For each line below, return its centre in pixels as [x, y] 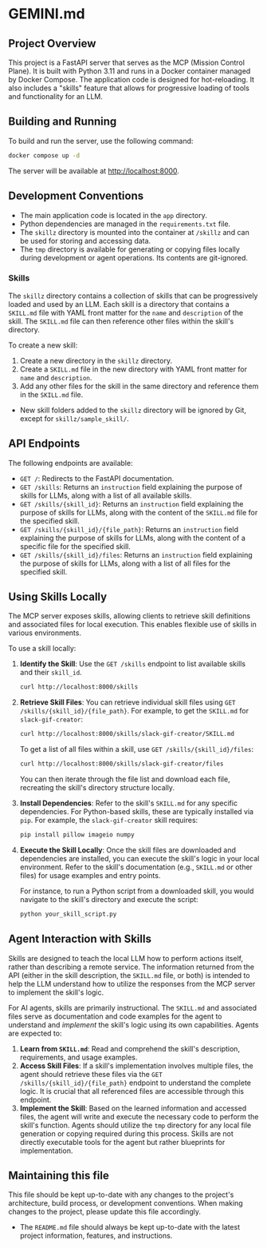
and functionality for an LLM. [56, 96]
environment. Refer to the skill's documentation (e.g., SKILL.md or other [136, 867]
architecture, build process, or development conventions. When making [126, 1203]
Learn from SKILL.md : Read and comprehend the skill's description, [130, 1048]
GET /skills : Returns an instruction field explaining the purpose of [131, 487]
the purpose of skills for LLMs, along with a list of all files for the [125, 563]
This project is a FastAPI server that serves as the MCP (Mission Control [127, 62]
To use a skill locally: [42, 649]
